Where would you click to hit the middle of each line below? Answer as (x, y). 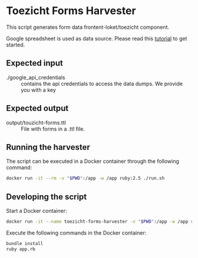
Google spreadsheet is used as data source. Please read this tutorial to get (97, 38)
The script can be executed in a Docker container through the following (93, 161)
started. (16, 45)
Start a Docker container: (37, 211)
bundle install (25, 243)
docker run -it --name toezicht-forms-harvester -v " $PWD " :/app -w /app (97, 222)
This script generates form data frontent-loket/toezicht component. (88, 27)
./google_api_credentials (36, 77)
